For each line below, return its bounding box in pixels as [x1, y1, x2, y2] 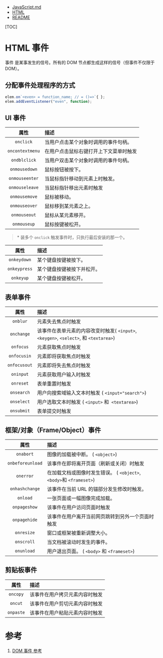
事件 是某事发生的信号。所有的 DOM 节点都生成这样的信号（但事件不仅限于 [5, 59, 155, 65]
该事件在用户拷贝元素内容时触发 [30, 591, 103, 598]
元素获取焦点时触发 [37, 344, 81, 350]
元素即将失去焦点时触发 [37, 362, 91, 369]
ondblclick [11, 157, 36, 163]
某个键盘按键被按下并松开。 [37, 266, 100, 272]
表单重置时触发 [37, 380, 71, 387]
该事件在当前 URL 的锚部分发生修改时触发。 [47, 485, 147, 492]
